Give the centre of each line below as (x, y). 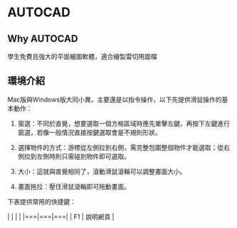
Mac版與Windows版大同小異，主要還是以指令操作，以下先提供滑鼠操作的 (115, 99)
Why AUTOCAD (43, 39)
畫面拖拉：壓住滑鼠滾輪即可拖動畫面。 (74, 186)
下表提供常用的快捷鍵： (42, 201)
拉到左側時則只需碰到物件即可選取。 (77, 156)
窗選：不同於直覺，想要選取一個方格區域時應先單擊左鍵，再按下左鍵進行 (123, 123)
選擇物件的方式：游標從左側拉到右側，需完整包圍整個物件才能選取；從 (121, 147)
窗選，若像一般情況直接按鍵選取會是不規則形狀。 (89, 132)
